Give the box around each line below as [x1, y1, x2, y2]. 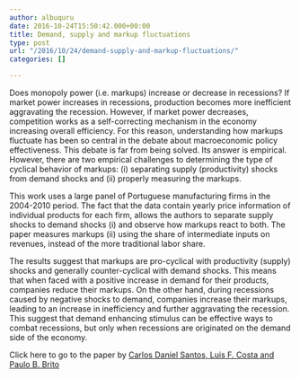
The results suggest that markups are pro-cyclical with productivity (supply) [9, 256, 291, 266]
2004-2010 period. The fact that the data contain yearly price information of [9, 200, 291, 211]
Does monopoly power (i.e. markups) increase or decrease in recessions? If [9, 87, 290, 98]
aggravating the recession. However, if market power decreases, [9, 107, 249, 117]
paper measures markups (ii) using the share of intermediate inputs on [9, 229, 271, 239]
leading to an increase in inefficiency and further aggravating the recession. [9, 303, 290, 314]
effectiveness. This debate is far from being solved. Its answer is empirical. [9, 145, 287, 155]
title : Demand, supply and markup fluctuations [9, 30, 191, 39]
